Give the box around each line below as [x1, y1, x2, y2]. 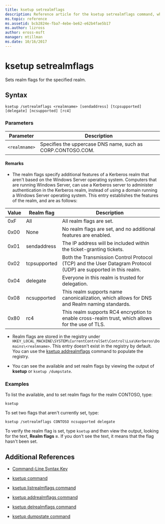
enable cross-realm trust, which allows [62, 315, 152, 321]
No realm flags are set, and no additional [62, 226, 156, 232]
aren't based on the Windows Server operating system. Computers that [12, 177, 157, 183]
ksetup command [12, 475, 48, 481]
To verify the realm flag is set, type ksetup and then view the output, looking [5, 428, 159, 434]
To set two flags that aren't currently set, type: [5, 410, 99, 416]
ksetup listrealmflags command [12, 485, 76, 491]
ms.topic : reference [5, 16, 48, 21]
